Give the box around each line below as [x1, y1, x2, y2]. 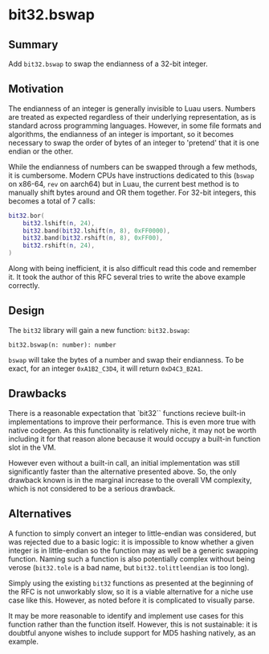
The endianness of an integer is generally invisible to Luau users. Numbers [8, 103, 256, 113]
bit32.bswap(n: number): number [8, 340, 116, 349]
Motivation [8, 82, 64, 96]
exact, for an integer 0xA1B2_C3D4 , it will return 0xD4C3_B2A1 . [8, 364, 203, 373]
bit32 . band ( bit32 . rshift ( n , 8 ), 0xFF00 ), [22, 234, 163, 242]
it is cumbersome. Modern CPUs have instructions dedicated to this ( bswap [8, 171, 255, 180]
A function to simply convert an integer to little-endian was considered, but [8, 529, 257, 538]
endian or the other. [8, 146, 74, 156]
